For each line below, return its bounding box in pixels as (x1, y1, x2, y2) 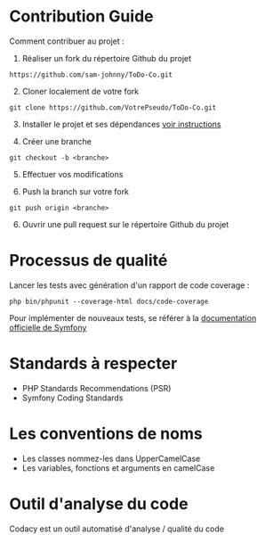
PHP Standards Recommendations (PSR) (21, 383, 172, 393)
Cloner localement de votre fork (21, 86, 140, 96)
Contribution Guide (9, 6, 154, 27)
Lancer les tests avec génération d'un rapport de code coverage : (9, 279, 250, 291)
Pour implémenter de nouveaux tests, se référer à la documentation (9, 312, 257, 323)
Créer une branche (21, 136, 92, 146)
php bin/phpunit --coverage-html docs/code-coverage (9, 297, 209, 306)
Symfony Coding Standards (21, 392, 124, 403)
